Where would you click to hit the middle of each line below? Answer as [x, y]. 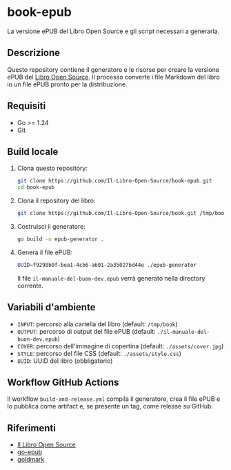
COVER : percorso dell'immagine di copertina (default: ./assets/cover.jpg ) [120, 346]
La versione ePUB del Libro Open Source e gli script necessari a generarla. [113, 31]
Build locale [33, 152]
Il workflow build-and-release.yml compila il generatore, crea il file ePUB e [114, 399]
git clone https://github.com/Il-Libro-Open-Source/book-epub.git [114, 181]
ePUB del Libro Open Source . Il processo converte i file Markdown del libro [114, 77]
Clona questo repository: [52, 168]
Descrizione [34, 53]
